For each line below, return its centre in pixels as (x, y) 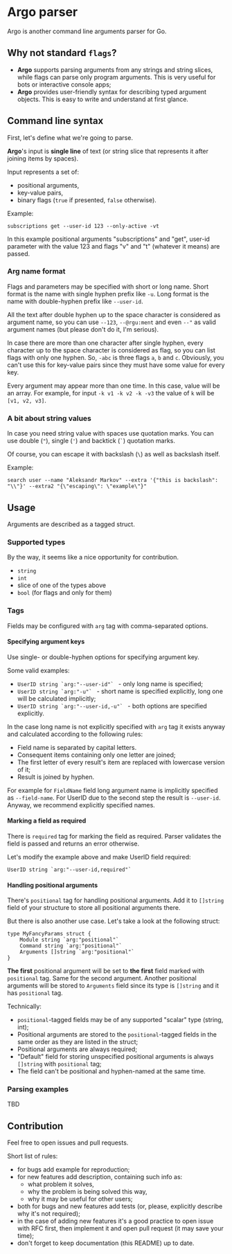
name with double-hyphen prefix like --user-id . (75, 301)
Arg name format (36, 271)
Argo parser (43, 12)
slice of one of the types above (61, 585)
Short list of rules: (33, 1156)
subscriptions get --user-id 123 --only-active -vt (83, 226)
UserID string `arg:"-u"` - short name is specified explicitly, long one (120, 691)
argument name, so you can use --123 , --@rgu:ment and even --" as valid (112, 322)
